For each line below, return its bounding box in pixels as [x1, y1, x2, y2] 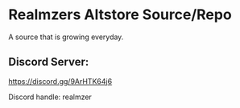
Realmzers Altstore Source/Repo [8, 6, 232, 24]
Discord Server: [8, 55, 89, 69]
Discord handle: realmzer [8, 92, 93, 102]
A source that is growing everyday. [8, 32, 124, 42]
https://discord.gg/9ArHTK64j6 [8, 76, 113, 86]
